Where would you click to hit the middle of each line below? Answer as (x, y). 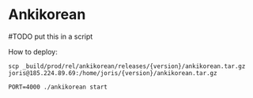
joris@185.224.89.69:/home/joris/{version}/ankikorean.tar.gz (113, 73)
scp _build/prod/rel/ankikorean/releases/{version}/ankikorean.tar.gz (127, 66)
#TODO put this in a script (51, 36)
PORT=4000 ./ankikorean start (58, 87)
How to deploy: (33, 51)
